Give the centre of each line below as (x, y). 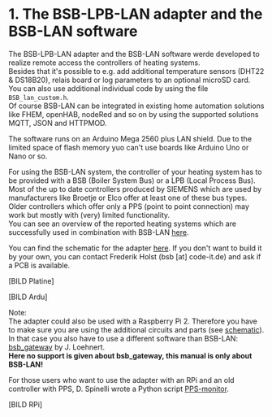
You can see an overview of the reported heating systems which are (123, 224)
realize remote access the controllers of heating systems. (104, 63)
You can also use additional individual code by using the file (108, 88)
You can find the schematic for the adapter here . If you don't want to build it (135, 248)
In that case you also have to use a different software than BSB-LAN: (123, 338)
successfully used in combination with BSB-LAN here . (99, 232)
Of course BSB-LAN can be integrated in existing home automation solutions (136, 106)
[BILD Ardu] (28, 297)
